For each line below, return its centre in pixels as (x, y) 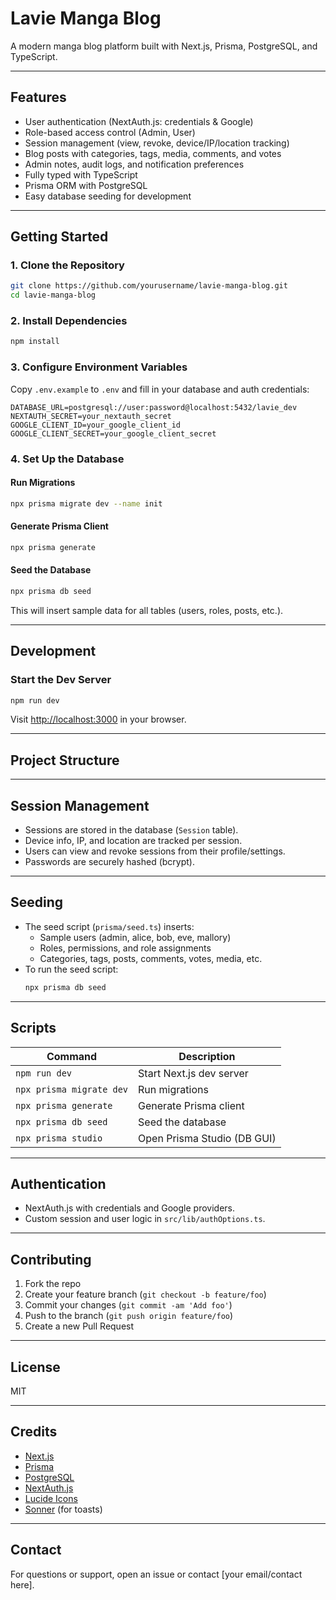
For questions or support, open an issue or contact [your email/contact (156, 1574)
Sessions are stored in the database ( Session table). (131, 830)
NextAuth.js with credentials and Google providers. (130, 1208)
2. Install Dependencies (69, 321)
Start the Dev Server (61, 680)
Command (72, 1056)
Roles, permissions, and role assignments (125, 948)
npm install (35, 342)
